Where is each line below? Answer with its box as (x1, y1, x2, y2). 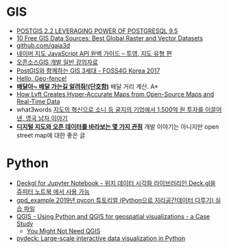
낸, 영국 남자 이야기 (16, 114, 68, 122)
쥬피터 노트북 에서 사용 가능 (16, 187, 91, 196)
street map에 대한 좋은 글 (16, 131, 86, 139)
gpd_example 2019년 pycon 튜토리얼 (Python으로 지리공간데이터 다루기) (16, 196, 214, 204)
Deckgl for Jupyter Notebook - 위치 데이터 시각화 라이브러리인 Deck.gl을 (16, 179, 216, 187)
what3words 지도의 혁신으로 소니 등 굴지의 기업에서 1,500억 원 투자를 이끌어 (16, 105, 222, 114)
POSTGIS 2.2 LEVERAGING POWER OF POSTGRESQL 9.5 (16, 27, 178, 35)
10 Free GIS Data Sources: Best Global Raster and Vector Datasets (16, 34, 204, 42)
